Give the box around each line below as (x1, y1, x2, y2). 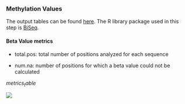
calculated (14, 68, 40, 75)
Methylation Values (6, 5, 62, 13)
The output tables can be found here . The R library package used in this (6, 18, 179, 25)
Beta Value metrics (6, 37, 54, 44)
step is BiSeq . (6, 24, 39, 31)
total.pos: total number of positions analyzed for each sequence (14, 50, 169, 57)
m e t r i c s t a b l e (6, 79, 36, 88)
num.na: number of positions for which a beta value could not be (14, 62, 170, 69)
